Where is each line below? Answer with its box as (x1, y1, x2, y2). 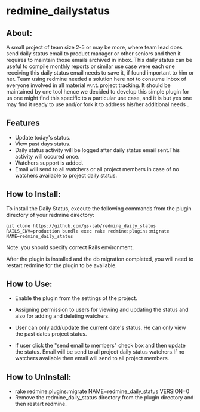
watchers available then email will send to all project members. (14, 355, 170, 362)
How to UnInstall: (6, 371, 72, 382)
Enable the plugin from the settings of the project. (14, 295, 137, 302)
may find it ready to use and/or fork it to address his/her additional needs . (6, 101, 189, 108)
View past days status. (14, 140, 71, 147)
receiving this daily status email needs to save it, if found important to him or (6, 69, 194, 76)
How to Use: (6, 279, 53, 289)
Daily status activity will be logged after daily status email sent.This (14, 146, 180, 153)
